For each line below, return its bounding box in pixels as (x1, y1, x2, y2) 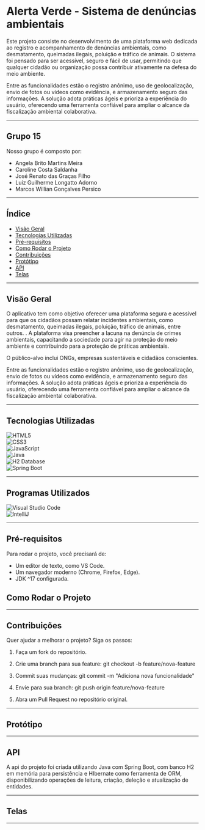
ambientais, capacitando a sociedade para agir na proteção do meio (6, 336, 178, 343)
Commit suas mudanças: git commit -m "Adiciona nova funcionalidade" (15, 672, 195, 680)
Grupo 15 (6, 131, 41, 142)
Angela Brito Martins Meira (15, 159, 83, 166)
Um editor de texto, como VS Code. (15, 562, 105, 569)
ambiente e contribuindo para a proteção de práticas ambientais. (6, 342, 170, 350)
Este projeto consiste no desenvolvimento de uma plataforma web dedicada (6, 37, 198, 45)
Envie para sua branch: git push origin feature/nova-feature (15, 684, 165, 691)
